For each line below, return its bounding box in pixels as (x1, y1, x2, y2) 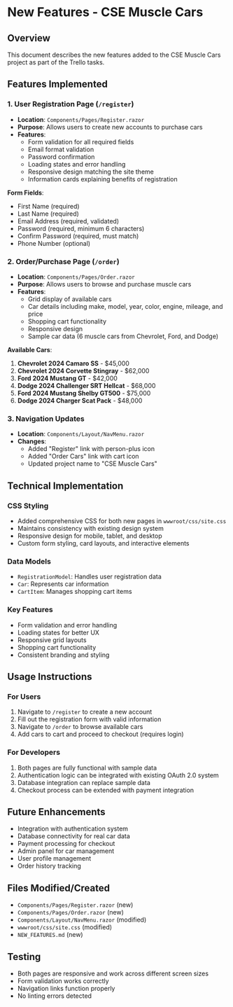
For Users (7, 691, 41, 701)
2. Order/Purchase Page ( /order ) (7, 256, 120, 266)
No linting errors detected (17, 992, 92, 1000)
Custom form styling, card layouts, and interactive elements (17, 539, 190, 547)
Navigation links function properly (17, 984, 115, 992)
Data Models (7, 556, 51, 566)
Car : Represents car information (17, 580, 109, 588)
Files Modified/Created (7, 882, 111, 894)
